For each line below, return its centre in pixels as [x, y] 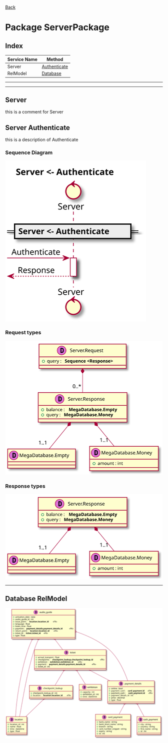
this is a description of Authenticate [42, 140]
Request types [23, 333]
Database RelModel [36, 598]
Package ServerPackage [57, 27]
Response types [25, 486]
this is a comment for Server [34, 112]
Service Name [22, 59]
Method [55, 59]
